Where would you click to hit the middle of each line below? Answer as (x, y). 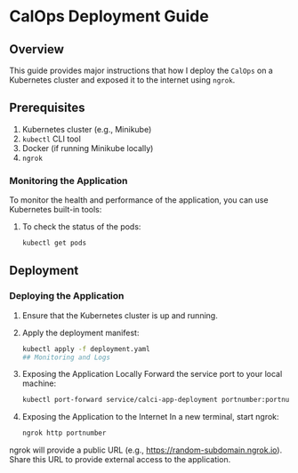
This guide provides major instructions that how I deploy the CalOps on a (141, 70)
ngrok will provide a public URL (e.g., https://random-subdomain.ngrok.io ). (146, 450)
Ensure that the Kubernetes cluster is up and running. (120, 315)
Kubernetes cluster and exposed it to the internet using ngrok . (122, 80)
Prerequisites (47, 108)
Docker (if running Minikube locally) (88, 148)
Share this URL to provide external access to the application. (120, 460)
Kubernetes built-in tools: (56, 210)
